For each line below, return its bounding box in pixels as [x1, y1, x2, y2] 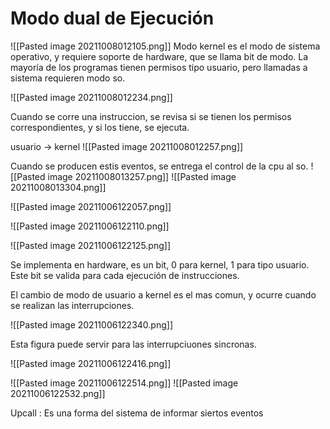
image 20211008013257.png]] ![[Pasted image [47, 170, 237, 182]
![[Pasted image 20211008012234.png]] [10, 91, 173, 103]
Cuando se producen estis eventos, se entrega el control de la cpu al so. [10, 160, 309, 172]
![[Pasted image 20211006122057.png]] [10, 200, 172, 212]
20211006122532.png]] [10, 387, 106, 399]
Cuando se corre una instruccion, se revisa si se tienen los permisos [10, 110, 292, 122]
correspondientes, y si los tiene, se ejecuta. [10, 121, 190, 133]
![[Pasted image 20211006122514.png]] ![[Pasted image [10, 377, 239, 389]
